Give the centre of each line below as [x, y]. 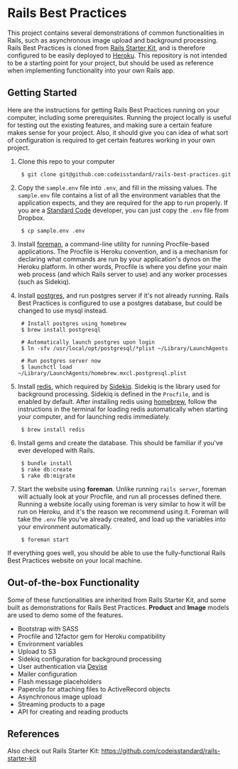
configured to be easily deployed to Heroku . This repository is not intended [117, 55]
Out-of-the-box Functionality [74, 583]
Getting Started [42, 93]
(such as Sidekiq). [44, 281]
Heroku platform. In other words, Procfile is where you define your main [123, 266]
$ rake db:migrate [48, 476]
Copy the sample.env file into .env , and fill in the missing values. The [117, 187]
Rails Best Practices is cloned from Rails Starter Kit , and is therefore [107, 48]
